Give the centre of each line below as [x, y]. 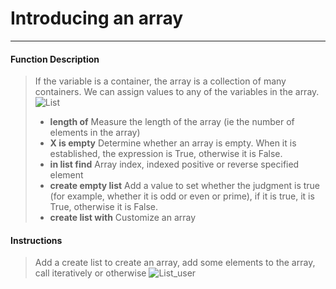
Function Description [55, 59]
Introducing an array [97, 18]
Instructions [36, 240]
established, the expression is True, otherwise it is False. [166, 154]
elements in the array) [95, 133]
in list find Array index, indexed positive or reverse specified [174, 164]
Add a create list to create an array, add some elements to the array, [175, 263]
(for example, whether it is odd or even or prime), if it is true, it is [182, 196]
